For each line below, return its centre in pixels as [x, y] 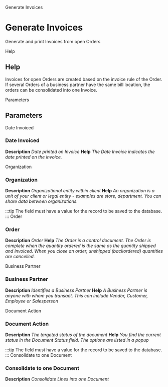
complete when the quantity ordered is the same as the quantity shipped [80, 246]
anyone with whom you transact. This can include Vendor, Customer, [77, 295]
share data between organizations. [41, 201]
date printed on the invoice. [34, 157]
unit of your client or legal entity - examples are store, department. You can [83, 196]
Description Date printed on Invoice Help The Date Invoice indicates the [80, 151]
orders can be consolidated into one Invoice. [51, 90]
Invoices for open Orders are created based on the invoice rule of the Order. [84, 79]
